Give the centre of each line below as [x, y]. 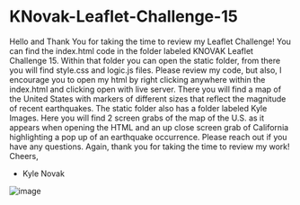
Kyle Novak [44, 174]
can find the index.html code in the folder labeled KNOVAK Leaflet [132, 50]
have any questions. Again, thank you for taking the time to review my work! [150, 147]
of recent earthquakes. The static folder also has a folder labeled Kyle [138, 108]
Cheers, [24, 156]
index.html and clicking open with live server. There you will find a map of [145, 89]
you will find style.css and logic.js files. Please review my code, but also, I [146, 70]
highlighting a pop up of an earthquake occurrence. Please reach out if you [148, 137]
